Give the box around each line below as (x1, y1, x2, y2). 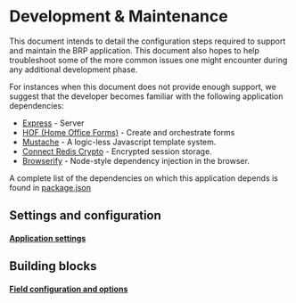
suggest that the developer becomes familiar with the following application (9, 91, 284, 102)
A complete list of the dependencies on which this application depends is (9, 172, 279, 184)
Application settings (9, 233, 86, 243)
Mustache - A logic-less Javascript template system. (21, 136, 217, 147)
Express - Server (21, 118, 85, 128)
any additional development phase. (9, 64, 138, 75)
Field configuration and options (9, 283, 128, 294)
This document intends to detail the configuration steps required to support (9, 36, 286, 46)
